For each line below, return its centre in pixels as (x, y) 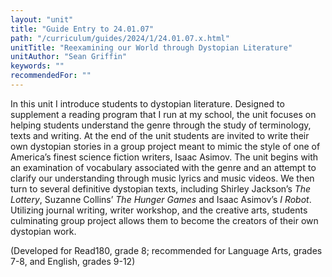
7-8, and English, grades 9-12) (73, 261)
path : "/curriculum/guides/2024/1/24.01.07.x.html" (120, 38)
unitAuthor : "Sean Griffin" (69, 57)
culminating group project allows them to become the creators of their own (164, 220)
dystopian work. (43, 231)
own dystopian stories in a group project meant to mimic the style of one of (165, 146)
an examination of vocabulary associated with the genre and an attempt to (163, 167)
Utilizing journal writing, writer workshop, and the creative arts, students (159, 210)
